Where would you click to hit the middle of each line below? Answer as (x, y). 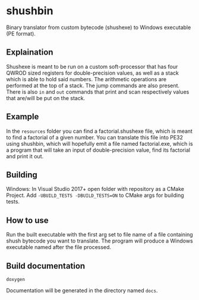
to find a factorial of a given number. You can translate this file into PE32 (94, 137)
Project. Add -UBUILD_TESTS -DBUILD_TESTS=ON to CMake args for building (95, 195)
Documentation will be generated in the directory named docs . (82, 291)
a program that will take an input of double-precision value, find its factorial (98, 150)
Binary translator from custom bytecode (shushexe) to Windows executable (99, 27)
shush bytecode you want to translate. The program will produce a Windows (99, 241)
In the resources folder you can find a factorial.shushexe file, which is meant (99, 131)
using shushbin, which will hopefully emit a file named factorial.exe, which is (99, 143)
